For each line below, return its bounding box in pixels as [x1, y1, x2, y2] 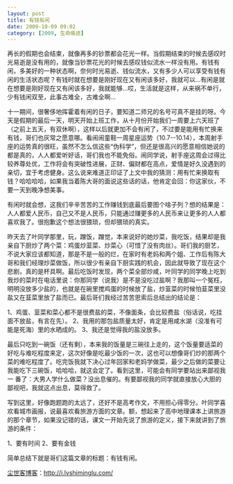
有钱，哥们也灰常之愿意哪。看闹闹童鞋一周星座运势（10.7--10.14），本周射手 [7, 133, 223, 142]
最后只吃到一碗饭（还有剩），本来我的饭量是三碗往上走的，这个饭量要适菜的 [7, 340, 223, 349]
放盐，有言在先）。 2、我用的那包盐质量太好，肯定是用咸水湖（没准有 [19, 317, 216, 325]
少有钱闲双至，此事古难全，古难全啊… [7, 93, 116, 101]
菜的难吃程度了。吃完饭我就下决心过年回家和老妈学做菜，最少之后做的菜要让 [7, 358, 226, 366]
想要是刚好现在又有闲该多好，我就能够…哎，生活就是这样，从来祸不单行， [12, 84, 225, 92]
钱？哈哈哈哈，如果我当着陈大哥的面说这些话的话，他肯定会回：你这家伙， [7, 177, 220, 185]
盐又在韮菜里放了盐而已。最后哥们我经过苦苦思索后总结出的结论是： [7, 293, 202, 302]
